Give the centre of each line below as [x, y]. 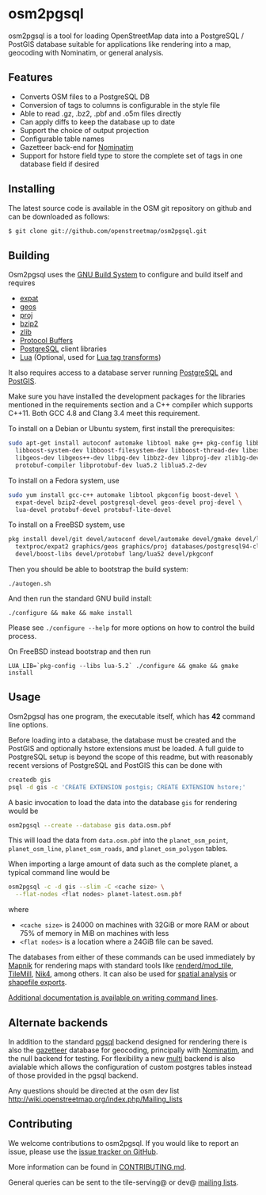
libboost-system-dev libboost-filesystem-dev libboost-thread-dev [127, 451]
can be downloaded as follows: [59, 216]
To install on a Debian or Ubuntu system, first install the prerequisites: [122, 429]
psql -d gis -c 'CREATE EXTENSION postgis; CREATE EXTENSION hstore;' [127, 787]
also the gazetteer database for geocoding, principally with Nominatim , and [131, 1050]
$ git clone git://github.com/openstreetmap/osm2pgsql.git [108, 231]
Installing [32, 189]
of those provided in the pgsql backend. [73, 1075]
